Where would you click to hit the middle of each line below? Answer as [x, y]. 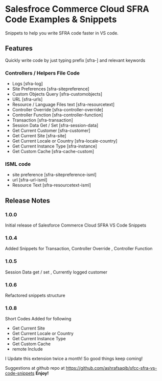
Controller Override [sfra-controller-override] [58, 110]
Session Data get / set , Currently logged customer [56, 272]
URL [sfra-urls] [27, 100]
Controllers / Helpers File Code [42, 73]
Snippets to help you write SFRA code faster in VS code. [62, 33]
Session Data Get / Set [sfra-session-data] [55, 126]
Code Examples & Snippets [61, 19]
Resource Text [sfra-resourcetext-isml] [52, 185]
